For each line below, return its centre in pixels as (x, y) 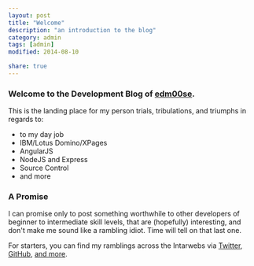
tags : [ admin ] (31, 45)
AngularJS (36, 151)
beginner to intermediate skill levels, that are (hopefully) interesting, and (125, 222)
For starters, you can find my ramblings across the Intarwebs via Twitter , (125, 246)
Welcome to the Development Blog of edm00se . (101, 94)
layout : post (29, 15)
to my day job (42, 135)
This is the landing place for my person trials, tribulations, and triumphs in (127, 111)
